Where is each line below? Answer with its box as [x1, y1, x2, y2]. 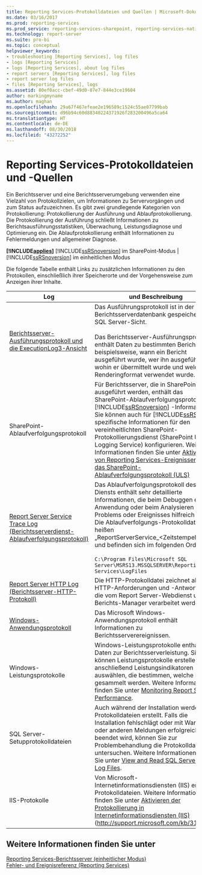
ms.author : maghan [6, 98, 52, 104]
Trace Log [9, 519, 38, 528]
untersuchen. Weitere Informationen [94, 748, 197, 757]
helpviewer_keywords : [6, 48, 61, 54]
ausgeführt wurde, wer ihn [94, 355, 170, 363]
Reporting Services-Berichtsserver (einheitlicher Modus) [6, 855, 147, 862]
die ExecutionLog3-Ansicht [9, 344, 87, 353]
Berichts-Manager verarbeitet [94, 598, 180, 607]
